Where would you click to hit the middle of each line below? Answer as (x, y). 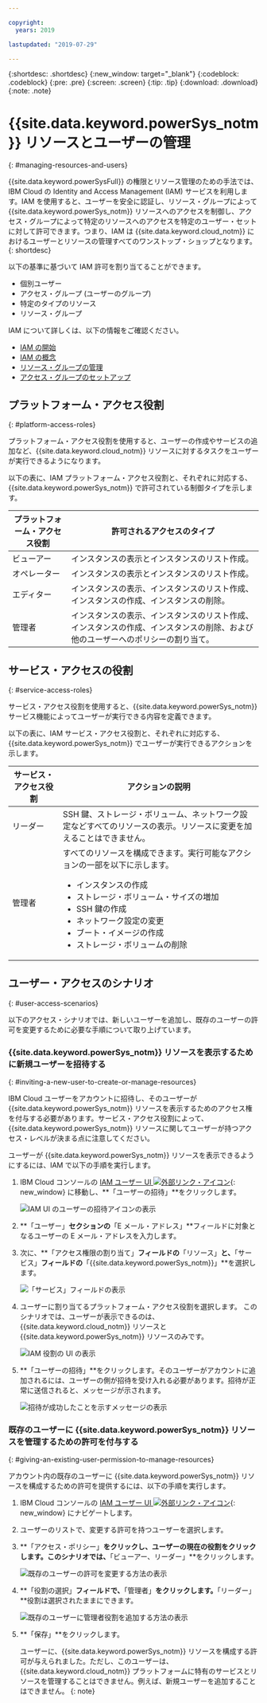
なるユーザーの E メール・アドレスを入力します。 (100, 1236)
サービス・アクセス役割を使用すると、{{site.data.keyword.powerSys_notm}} (133, 706)
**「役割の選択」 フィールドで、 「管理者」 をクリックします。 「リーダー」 (137, 1591)
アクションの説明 (159, 787)
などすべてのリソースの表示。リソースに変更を (157, 826)
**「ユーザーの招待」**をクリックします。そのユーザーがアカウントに (134, 1371)
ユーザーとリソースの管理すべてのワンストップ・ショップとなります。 (143, 241)
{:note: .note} (30, 91)
